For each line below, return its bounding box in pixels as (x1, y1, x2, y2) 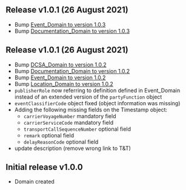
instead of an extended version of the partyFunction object (14, 93, 162, 100)
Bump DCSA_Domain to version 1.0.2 (14, 61, 107, 68)
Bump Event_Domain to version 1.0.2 (14, 74, 106, 81)
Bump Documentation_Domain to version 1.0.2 (14, 67, 130, 74)
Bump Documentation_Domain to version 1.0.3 (14, 27, 130, 34)
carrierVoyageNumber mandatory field (23, 112, 116, 120)
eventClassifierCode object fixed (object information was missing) (14, 99, 181, 106)
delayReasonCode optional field (23, 138, 99, 145)
